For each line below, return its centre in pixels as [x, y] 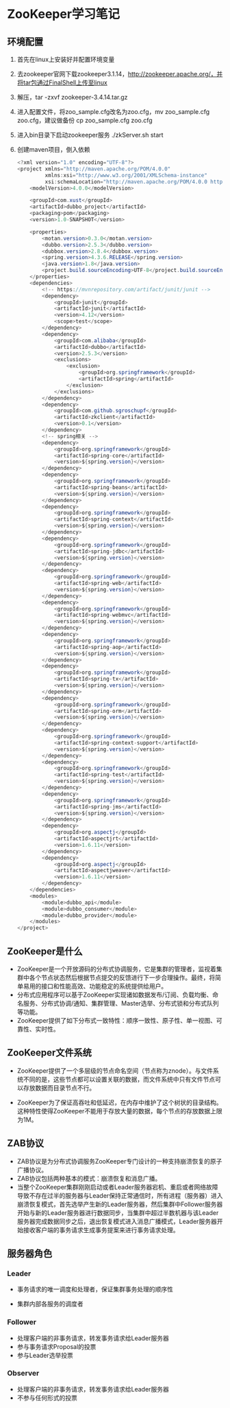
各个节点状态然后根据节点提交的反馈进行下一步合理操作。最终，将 [122, 977]
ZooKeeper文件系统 [50, 1053]
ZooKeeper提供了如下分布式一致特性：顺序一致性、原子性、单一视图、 [117, 1020]
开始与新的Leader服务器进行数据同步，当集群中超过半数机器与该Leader [118, 1212]
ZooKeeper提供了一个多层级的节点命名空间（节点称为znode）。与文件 [115, 1070]
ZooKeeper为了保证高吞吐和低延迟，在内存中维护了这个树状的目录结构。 [119, 1102]
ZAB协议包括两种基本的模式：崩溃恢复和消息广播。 [89, 1178]
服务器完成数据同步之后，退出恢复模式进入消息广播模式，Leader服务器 [117, 1221]
